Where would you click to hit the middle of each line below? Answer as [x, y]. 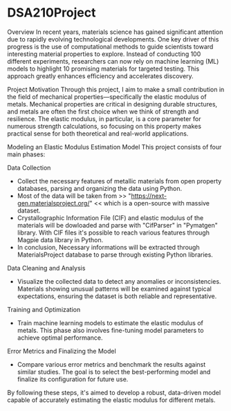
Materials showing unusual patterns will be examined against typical [114, 289]
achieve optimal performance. [60, 338]
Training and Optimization [44, 309]
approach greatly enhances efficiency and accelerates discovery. [100, 76]
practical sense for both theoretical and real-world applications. [98, 134]
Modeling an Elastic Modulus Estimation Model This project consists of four [114, 147]
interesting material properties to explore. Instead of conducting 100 [104, 54]
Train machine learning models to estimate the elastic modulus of [110, 322]
